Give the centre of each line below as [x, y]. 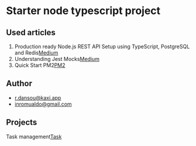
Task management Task [34, 137]
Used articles [31, 33]
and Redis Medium [36, 53]
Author [19, 84]
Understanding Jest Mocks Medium [57, 59]
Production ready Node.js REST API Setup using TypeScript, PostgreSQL [102, 46]
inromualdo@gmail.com [43, 104]
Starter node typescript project [83, 11]
